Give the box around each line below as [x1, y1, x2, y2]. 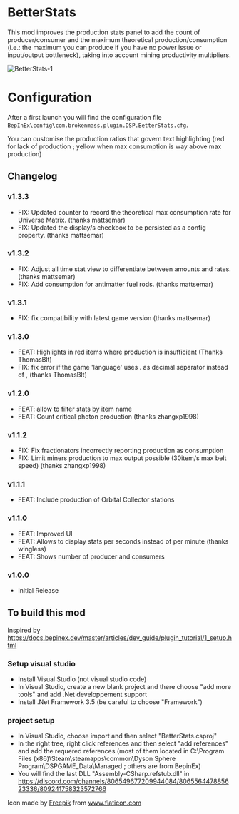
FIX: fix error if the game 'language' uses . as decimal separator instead [17, 363, 228, 372]
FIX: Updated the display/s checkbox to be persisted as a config [17, 223, 207, 232]
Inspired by [7, 626, 41, 634]
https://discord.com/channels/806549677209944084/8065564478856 [17, 777, 230, 785]
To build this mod [7, 607, 86, 619]
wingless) [17, 544, 46, 553]
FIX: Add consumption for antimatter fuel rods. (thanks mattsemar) [17, 280, 214, 288]
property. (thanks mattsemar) [17, 230, 105, 239]
